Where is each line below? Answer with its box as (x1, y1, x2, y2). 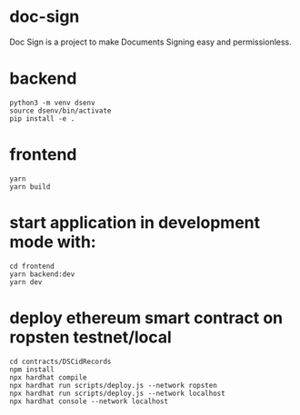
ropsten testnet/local (9, 327, 173, 347)
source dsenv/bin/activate (9, 106, 112, 115)
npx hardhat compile (9, 372, 88, 382)
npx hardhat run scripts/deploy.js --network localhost (9, 389, 225, 398)
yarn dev (9, 277, 43, 287)
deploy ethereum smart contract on (9, 307, 284, 328)
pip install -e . (9, 114, 75, 124)
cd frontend (9, 262, 55, 271)
